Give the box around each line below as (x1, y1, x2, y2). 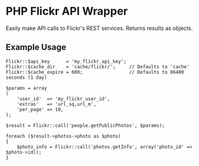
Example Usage (6, 42, 67, 52)
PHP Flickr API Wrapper (6, 4, 128, 18)
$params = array (6, 85, 47, 91)
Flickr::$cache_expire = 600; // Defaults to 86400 (6, 69, 184, 75)
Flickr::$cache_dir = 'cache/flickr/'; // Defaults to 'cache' (6, 63, 190, 70)
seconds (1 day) (6, 74, 47, 81)
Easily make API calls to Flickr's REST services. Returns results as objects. (6, 24, 193, 32)
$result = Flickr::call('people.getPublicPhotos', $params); (6, 122, 165, 129)
